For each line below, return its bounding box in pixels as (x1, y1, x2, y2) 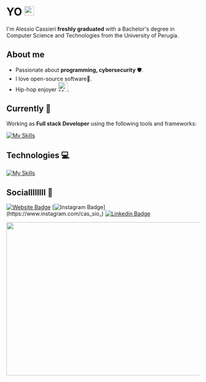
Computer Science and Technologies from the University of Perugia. (6, 31, 179, 39)
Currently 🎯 (6, 104, 51, 114)
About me (6, 50, 45, 60)
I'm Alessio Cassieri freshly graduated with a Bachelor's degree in (6, 25, 175, 32)
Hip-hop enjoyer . (15, 85, 69, 93)
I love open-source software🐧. (15, 75, 92, 82)
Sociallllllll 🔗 (6, 187, 53, 197)
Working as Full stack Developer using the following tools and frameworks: (6, 120, 197, 127)
